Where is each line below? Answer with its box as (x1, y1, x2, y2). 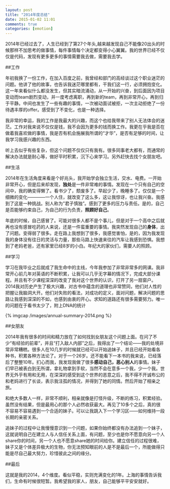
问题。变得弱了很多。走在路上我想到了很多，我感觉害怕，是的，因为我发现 (9, 230, 165, 236)
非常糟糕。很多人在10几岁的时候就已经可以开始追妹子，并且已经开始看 (9, 347, 156, 353)
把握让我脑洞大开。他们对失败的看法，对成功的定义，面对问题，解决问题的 (5, 290, 160, 296)
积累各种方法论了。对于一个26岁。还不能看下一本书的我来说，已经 (18, 353, 157, 359)
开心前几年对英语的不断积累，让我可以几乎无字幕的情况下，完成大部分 (9, 271, 156, 277)
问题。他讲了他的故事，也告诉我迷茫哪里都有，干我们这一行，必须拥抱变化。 (5, 82, 165, 88)
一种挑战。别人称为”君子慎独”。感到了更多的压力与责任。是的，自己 (22, 201, 164, 207)
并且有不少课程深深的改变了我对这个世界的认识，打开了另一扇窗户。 (14, 277, 156, 283)
